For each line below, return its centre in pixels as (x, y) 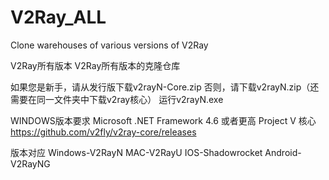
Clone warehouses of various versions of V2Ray (109, 45)
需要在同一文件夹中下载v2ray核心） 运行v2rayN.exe (117, 99)
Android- (283, 152)
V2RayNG (30, 163)
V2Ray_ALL (58, 17)
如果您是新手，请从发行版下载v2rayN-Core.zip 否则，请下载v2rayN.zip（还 (165, 87)
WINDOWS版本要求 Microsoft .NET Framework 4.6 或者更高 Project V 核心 (163, 120)
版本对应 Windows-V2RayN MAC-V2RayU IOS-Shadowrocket (136, 152)
